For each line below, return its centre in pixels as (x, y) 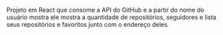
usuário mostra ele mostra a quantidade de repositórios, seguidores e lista (111, 17)
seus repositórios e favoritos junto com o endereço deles (87, 24)
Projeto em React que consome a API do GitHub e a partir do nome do (105, 10)
